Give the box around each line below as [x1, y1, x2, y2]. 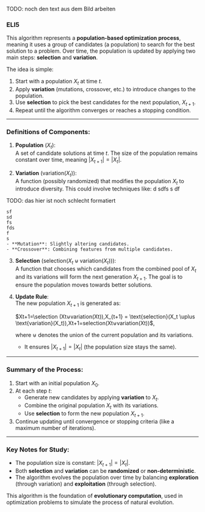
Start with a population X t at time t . [15, 78, 103, 86]
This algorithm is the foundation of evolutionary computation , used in [6, 492, 183, 499]
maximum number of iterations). [15, 424, 96, 431]
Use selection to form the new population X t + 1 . [24, 410, 145, 418]
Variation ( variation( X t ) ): [15, 169, 77, 178]
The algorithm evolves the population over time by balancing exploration [15, 473, 199, 481]
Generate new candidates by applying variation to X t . [24, 394, 159, 403]
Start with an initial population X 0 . [15, 379, 99, 388]
